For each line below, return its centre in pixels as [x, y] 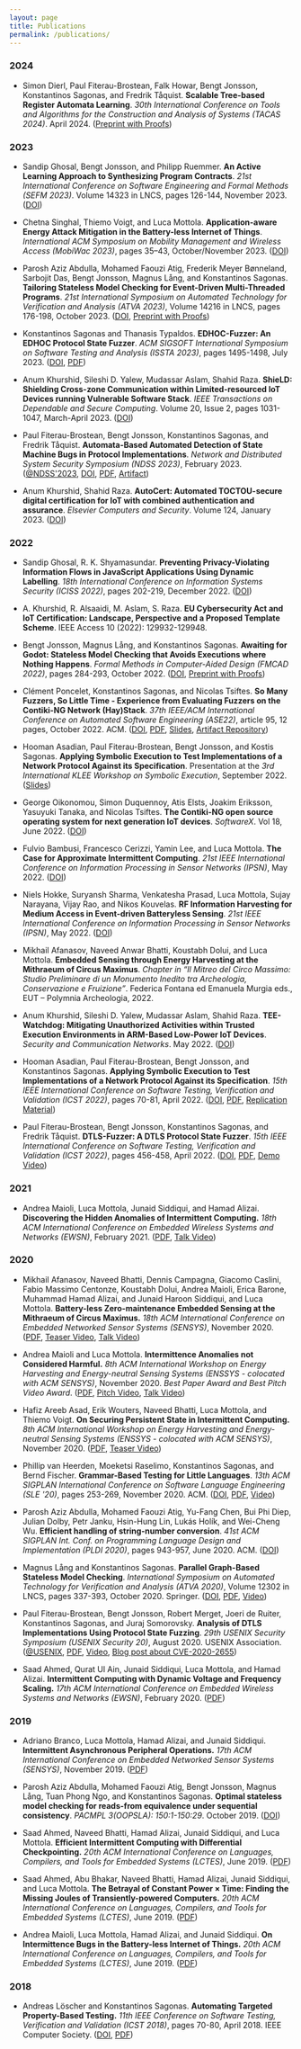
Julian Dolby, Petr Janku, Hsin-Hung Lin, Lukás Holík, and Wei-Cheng [151, 1521]
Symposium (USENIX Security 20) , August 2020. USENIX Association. [152, 1642]
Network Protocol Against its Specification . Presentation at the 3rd [148, 766]
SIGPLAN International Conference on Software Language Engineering [154, 1484]
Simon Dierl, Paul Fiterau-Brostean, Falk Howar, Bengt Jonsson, [140, 85]
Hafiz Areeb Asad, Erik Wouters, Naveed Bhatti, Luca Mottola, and [145, 1409]
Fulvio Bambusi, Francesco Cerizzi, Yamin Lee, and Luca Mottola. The [152, 849]
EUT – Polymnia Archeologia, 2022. [88, 998]
